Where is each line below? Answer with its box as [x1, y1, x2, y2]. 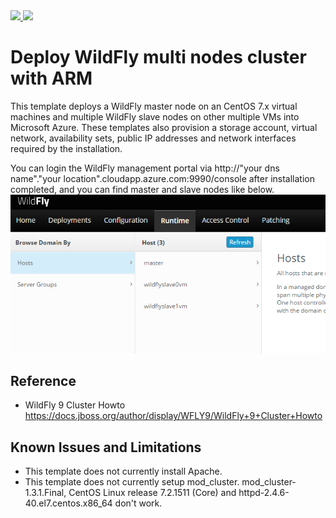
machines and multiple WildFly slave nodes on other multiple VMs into [10, 110, 300, 123]
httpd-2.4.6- [238, 487, 290, 499]
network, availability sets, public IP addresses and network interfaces [10, 132, 297, 144]
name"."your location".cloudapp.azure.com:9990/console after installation [10, 172, 315, 184]
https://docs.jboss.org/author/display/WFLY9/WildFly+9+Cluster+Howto [24, 410, 323, 422]
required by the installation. [10, 142, 123, 154]
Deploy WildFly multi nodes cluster [10, 46, 307, 69]
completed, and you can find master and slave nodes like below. [10, 183, 275, 195]
